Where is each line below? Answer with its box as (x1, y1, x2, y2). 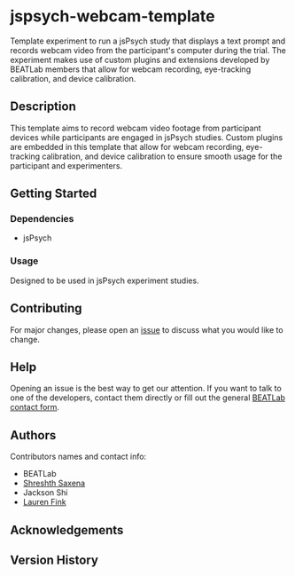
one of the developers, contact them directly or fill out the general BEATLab (10, 392, 286, 403)
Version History (10, 552, 98, 567)
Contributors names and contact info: (10, 451, 147, 462)
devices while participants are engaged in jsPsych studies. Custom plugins (10, 131, 283, 143)
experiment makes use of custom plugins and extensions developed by (10, 54, 270, 65)
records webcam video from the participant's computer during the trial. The (10, 44, 286, 55)
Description (10, 99, 76, 114)
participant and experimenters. (10, 160, 123, 170)
